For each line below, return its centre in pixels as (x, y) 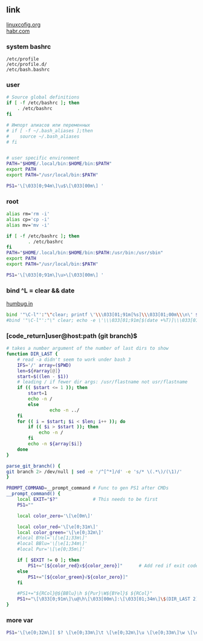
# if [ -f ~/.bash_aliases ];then (50, 130)
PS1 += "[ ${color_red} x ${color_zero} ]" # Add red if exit (107, 565)
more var (20, 620)
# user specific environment (43, 158)
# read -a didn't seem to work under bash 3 (74, 359)
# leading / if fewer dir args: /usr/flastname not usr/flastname (102, 382)
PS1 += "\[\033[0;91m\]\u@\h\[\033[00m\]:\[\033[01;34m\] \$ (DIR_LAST (104, 599)
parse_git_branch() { (34, 466)
